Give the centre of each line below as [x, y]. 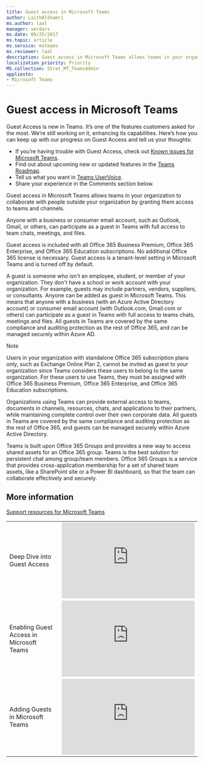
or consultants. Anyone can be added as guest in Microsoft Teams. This [96, 295]
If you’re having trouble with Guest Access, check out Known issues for [104, 151]
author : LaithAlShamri [35, 18]
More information [40, 497]
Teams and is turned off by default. [50, 264]
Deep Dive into [30, 556]
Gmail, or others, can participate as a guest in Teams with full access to [96, 227]
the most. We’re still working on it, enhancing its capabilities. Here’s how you [102, 133]
